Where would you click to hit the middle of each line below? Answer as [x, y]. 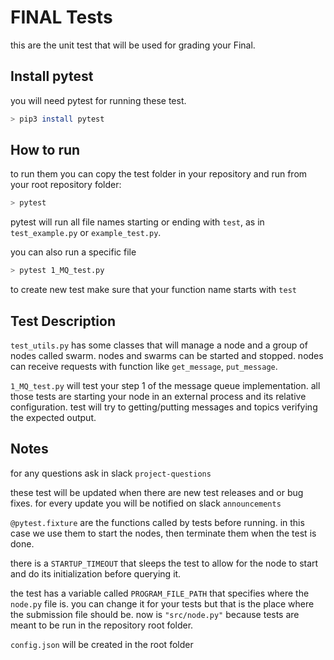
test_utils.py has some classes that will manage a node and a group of [159, 345]
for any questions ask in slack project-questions [111, 473]
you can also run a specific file [73, 252]
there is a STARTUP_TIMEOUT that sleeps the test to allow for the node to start [164, 563]
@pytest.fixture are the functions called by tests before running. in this [157, 522]
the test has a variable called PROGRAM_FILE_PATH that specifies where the [160, 593]
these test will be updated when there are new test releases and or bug [157, 492]
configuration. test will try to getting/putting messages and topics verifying [164, 407]
